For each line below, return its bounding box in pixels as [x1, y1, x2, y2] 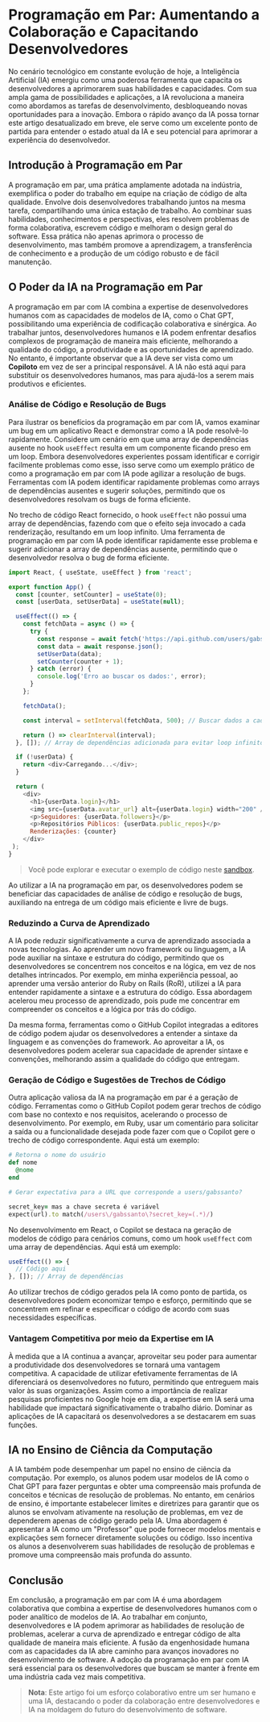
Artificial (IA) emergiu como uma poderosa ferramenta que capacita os [8, 75, 243, 85]
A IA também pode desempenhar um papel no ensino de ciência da [8, 1465, 231, 1475]
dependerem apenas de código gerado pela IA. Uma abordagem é [8, 1516, 227, 1525]
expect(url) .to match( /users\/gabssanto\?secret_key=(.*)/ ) [8, 1210, 215, 1218]
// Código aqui [15, 1265, 67, 1273]
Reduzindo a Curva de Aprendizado [8, 917, 150, 929]
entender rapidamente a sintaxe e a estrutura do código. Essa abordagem [8, 988, 252, 997]
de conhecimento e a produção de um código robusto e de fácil [8, 248, 219, 258]
